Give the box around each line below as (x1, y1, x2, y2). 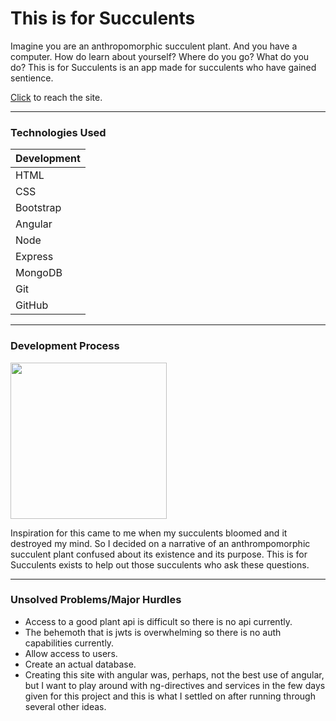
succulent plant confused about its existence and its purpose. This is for (10, 548, 308, 560)
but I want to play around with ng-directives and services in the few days (24, 679, 326, 691)
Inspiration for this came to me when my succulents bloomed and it (10, 527, 288, 539)
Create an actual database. (24, 658, 137, 670)
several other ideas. (24, 700, 107, 712)
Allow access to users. (24, 647, 118, 659)
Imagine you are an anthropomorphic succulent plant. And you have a (10, 40, 298, 52)
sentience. (10, 72, 54, 84)
